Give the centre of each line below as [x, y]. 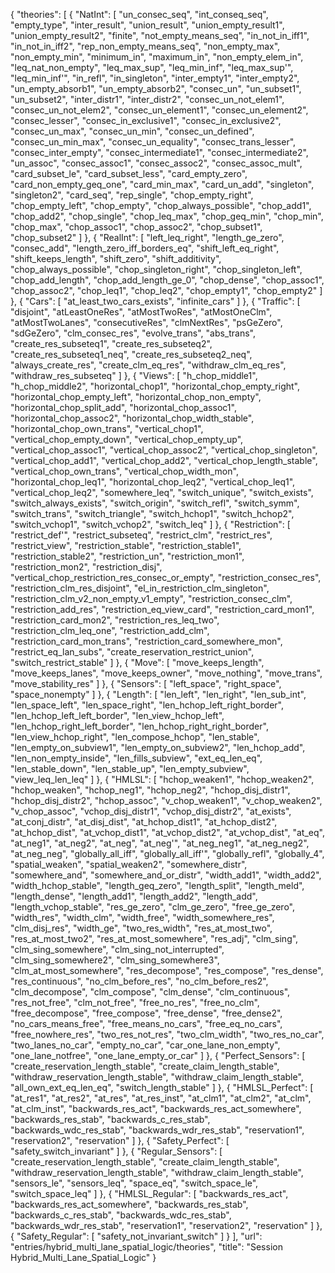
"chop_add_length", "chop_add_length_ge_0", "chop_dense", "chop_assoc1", [167, 280]
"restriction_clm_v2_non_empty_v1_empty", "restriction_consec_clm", [151, 598]
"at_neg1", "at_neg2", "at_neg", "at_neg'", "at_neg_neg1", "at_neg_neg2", [160, 843]
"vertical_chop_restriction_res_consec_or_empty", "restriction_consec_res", [166, 577]
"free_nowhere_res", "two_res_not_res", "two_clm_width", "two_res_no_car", [167, 1034]
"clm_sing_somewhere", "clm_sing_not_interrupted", [117, 949]
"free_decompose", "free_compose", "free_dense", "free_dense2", [146, 1013]
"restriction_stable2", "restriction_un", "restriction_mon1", [127, 556]
